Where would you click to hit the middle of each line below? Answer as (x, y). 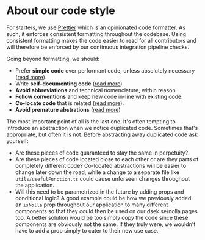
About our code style (61, 11)
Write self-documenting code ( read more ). (69, 84)
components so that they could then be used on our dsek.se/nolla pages (106, 211)
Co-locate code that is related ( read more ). (69, 103)
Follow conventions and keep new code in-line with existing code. (99, 96)
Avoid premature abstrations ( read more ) (68, 109)
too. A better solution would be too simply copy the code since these (102, 217)
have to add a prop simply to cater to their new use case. (87, 230)
